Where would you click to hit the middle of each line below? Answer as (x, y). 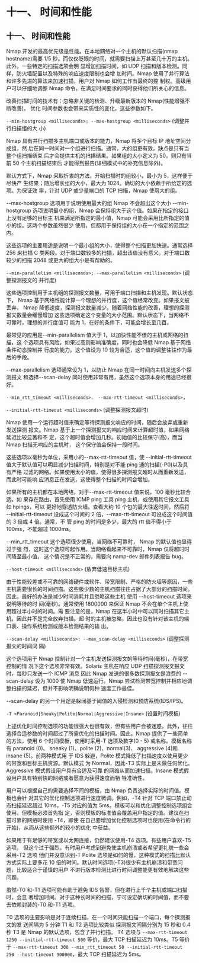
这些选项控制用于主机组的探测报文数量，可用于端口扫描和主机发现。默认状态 (99, 293)
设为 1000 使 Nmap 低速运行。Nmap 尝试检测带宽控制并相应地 (111, 681)
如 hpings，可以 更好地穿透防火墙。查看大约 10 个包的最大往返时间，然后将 (98, 507)
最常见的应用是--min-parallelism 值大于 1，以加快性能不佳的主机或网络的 (95, 335)
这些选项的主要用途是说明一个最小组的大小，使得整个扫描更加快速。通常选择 (99, 245)
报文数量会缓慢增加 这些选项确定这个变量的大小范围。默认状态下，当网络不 (98, 315)
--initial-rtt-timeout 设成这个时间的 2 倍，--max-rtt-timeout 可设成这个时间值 (99, 514)
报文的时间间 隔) (26, 646)
